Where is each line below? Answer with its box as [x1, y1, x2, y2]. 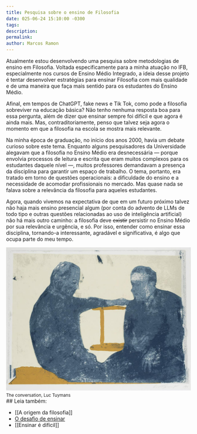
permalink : [6, 34, 33, 41]
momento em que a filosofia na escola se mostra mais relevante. [6, 125, 162, 132]
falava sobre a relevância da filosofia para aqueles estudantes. [6, 187, 157, 194]
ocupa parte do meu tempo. [6, 236, 74, 243]
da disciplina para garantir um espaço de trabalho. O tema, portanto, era [6, 168, 181, 175]
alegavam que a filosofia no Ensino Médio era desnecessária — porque [6, 149, 178, 156]
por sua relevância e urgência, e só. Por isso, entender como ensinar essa [6, 223, 185, 230]
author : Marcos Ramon [6, 41, 59, 47]
